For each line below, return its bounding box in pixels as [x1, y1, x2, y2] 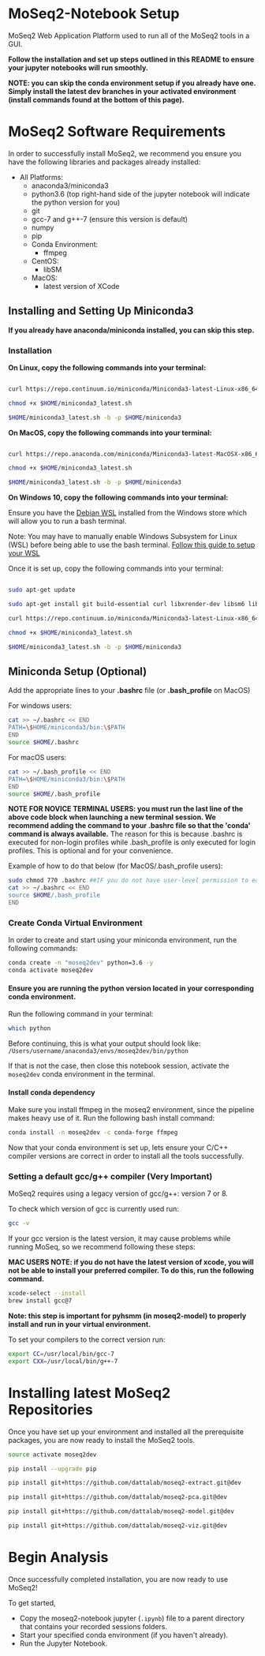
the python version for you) [31, 197, 121, 207]
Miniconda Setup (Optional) [8, 665, 147, 678]
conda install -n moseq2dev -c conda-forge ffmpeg [8, 1129, 178, 1137]
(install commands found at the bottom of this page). [8, 95, 185, 104]
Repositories [8, 1400, 93, 1418]
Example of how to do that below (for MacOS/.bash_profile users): [8, 861, 223, 871]
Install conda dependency [8, 1087, 95, 1097]
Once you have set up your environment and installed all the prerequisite [8, 1426, 244, 1437]
